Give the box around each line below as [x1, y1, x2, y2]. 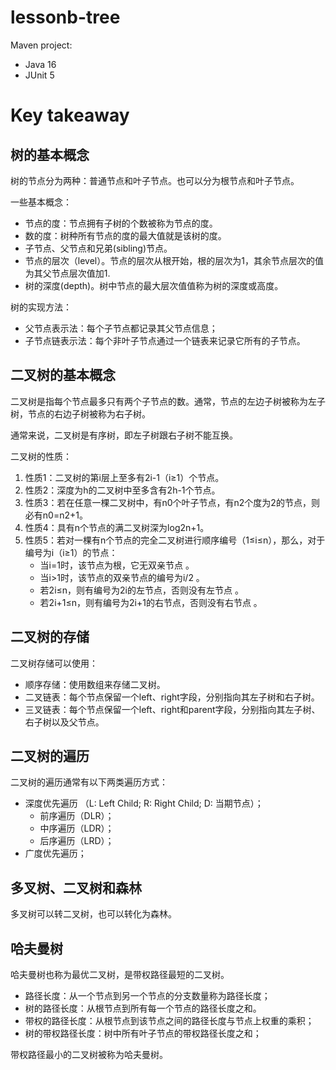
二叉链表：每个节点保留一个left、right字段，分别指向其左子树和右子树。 [24, 691, 320, 703]
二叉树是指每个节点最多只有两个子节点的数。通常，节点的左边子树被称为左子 [10, 395, 326, 407]
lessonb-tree [10, 6, 121, 29]
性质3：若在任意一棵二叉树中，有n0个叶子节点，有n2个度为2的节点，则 [24, 496, 320, 508]
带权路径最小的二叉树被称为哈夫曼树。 [10, 1049, 168, 1060]
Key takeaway [10, 104, 130, 127]
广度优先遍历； [24, 847, 87, 860]
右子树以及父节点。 [24, 716, 105, 728]
